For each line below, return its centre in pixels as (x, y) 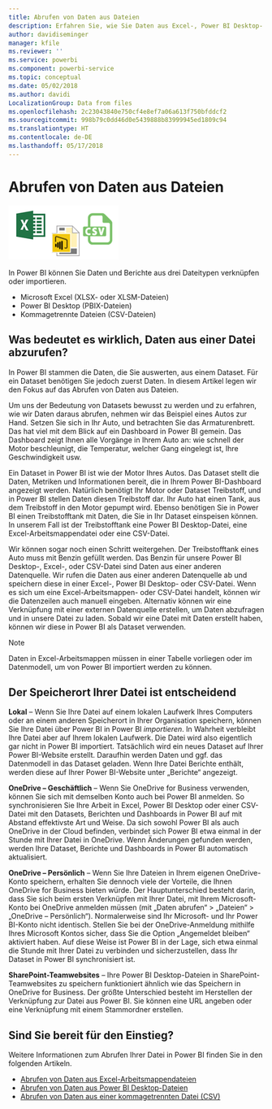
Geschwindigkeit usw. (45, 457)
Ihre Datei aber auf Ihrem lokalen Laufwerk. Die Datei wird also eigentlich (130, 738)
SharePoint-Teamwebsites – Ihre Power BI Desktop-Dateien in (114, 975)
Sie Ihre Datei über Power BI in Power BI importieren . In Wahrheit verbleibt (132, 729)
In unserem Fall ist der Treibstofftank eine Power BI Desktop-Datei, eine (128, 524)
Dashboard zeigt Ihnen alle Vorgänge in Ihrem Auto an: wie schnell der (126, 440)
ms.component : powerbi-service (61, 69)
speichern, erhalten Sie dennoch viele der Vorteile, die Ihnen (131, 881)
